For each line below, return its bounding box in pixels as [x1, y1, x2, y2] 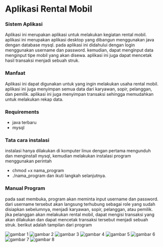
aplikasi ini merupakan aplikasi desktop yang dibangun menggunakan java [5, 37, 155, 43]
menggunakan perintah [5, 158, 52, 164]
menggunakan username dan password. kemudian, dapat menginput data [5, 47, 154, 53]
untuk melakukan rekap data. [5, 96, 63, 102]
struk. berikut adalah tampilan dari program [5, 222, 92, 228]
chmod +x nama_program [12, 168, 64, 174]
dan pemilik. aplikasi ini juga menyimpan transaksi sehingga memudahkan [5, 91, 154, 97]
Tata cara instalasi [5, 137, 50, 143]
